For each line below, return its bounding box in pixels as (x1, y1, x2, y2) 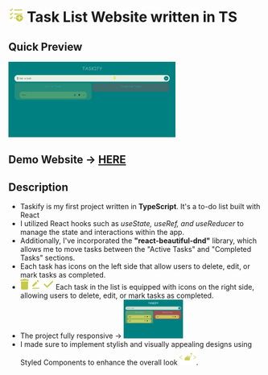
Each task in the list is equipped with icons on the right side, (55, 282, 255, 292)
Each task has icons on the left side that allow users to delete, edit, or (19, 262, 251, 271)
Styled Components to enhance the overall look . (19, 357, 199, 368)
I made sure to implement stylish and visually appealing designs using (19, 340, 252, 349)
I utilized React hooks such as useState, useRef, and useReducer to (19, 219, 244, 229)
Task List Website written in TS (27, 8, 237, 27)
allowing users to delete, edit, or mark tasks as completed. (19, 291, 214, 300)
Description (8, 180, 68, 194)
